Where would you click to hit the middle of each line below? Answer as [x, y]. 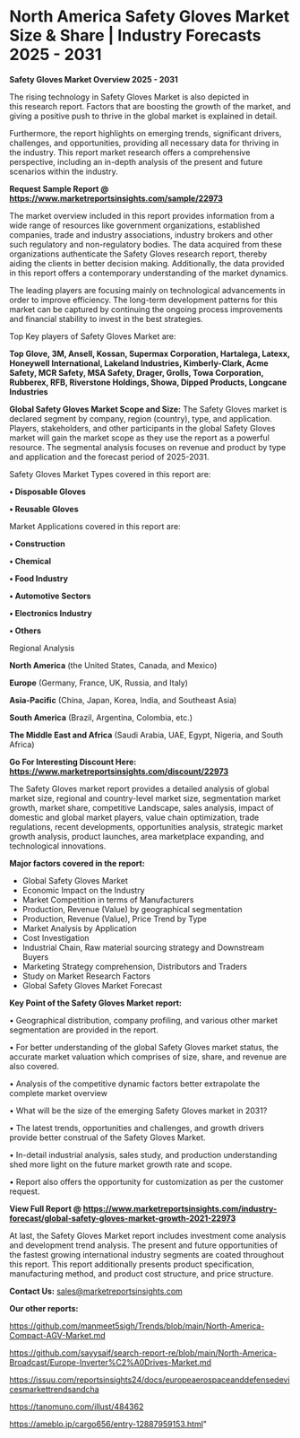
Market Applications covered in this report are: [95, 526]
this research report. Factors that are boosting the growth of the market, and [150, 106]
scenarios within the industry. [64, 171]
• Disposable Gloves [48, 492]
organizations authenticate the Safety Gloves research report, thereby [138, 254]
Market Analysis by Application [79, 928]
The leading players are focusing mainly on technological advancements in [147, 290]
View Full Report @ [46, 1208]
